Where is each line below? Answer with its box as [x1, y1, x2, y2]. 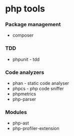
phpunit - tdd [12, 56, 40, 62]
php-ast [12, 120, 29, 126]
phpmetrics [12, 91, 36, 97]
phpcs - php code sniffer [12, 86, 64, 92]
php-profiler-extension [12, 125, 60, 131]
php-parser [12, 96, 36, 102]
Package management [5, 21, 61, 28]
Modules [5, 109, 27, 115]
